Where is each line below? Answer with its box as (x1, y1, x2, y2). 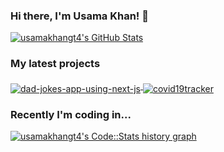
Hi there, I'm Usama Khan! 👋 (10, 9, 149, 23)
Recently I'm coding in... (10, 108, 132, 122)
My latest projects (10, 57, 101, 71)
